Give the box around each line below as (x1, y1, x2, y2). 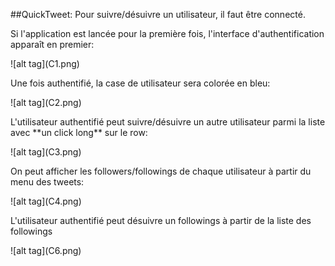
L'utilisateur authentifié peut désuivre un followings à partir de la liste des (10, 215, 312, 226)
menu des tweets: (10, 176, 85, 188)
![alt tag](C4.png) (10, 195, 82, 207)
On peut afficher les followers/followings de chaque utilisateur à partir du (10, 165, 312, 177)
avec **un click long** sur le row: (10, 127, 148, 138)
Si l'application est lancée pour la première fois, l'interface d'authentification (10, 28, 325, 39)
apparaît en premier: (10, 39, 95, 50)
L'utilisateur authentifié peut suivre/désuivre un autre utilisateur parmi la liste (10, 116, 326, 128)
